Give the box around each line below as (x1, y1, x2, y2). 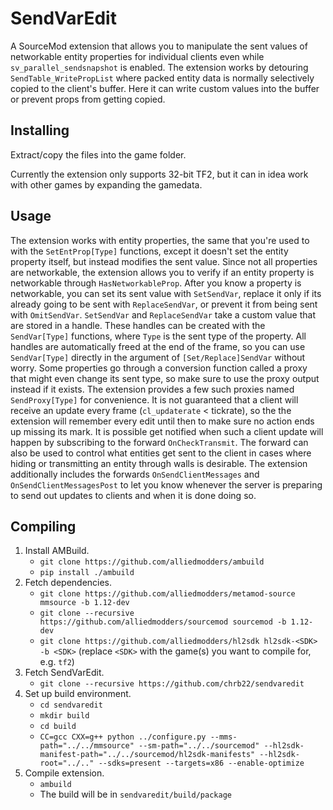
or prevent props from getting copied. (10, 93, 166, 105)
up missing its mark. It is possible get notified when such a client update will (10, 425, 324, 437)
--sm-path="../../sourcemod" (138, 741, 260, 751)
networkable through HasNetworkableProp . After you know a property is (10, 277, 302, 289)
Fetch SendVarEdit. (24, 667, 105, 679)
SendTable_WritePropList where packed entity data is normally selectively (10, 72, 315, 84)
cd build (39, 722, 77, 732)
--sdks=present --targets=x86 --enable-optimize (98, 758, 305, 769)
